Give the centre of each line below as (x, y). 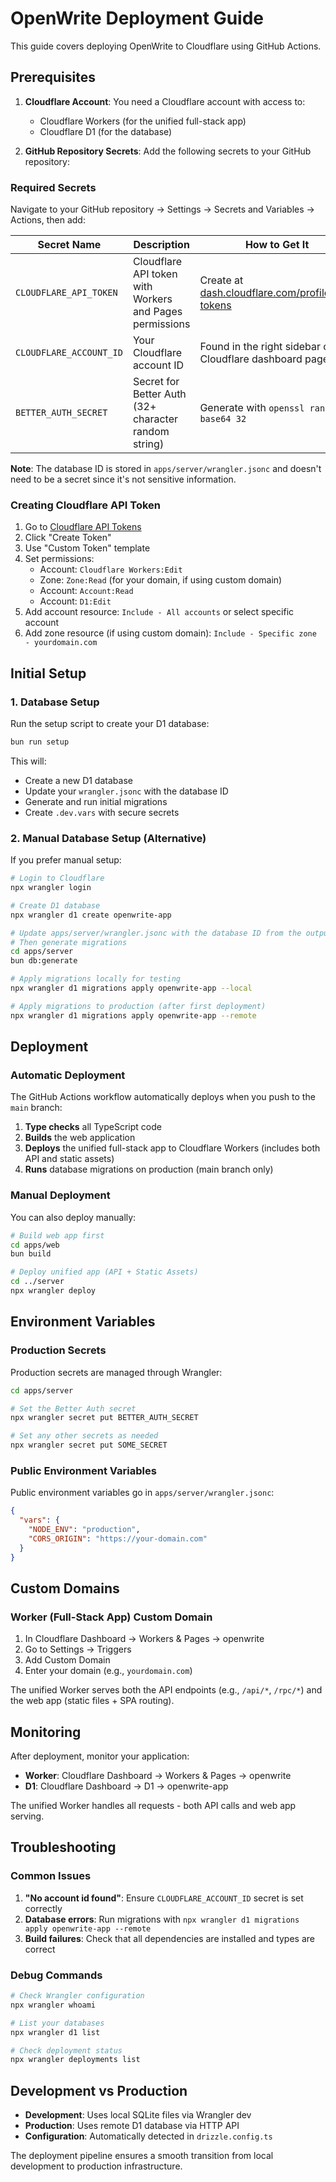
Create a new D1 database (78, 780)
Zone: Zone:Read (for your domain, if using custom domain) (161, 580)
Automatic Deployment (68, 1075)
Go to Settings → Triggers (78, 1649)
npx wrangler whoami (53, 2005)
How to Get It (277, 245)
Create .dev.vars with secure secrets (102, 812)
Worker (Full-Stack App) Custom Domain (111, 1617)
